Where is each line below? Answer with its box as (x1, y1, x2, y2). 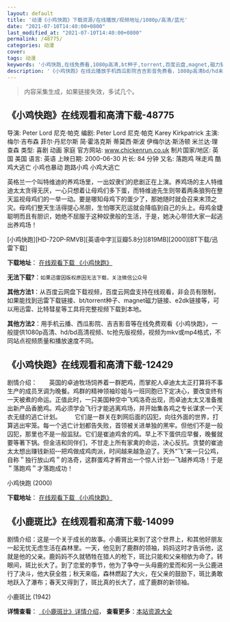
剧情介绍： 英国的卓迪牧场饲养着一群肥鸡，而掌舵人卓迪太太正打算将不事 (7, 379, 223, 387)
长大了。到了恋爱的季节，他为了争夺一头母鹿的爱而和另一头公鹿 (36, 561, 217, 569)
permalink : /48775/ (7, 36, 63, 43)
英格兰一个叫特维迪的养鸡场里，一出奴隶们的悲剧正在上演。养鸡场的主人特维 (7, 178, 223, 186)
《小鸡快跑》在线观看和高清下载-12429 (7, 359, 173, 370)
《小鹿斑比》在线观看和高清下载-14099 (7, 515, 175, 527)
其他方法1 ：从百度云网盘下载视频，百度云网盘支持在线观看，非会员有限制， (7, 288, 220, 296)
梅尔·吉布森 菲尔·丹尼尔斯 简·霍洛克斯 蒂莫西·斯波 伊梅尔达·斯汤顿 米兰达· (7, 137, 212, 146)
